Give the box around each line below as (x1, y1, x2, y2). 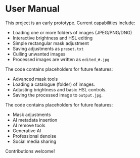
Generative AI (12, 127, 41, 134)
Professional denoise (12, 133, 57, 139)
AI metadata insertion (12, 117, 58, 123)
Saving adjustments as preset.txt (12, 45, 84, 51)
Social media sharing (12, 138, 57, 144)
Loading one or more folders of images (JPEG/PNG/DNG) (12, 29, 132, 35)
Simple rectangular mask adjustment (12, 40, 89, 46)
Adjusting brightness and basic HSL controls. (12, 86, 107, 92)
